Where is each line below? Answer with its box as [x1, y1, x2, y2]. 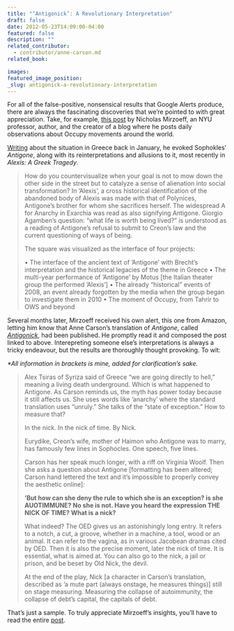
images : [7, 68, 30, 75]
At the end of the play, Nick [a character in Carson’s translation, [24, 573, 207, 581]
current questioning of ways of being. [24, 231, 133, 239]
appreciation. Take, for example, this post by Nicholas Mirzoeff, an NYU [7, 115, 212, 124]
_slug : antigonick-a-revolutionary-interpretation [7, 81, 157, 88]
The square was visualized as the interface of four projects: [24, 245, 196, 253]
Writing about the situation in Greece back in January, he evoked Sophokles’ [7, 144, 227, 152]
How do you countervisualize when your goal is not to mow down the [24, 172, 223, 180]
